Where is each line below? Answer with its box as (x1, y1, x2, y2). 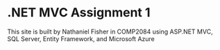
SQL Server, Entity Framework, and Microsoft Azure (7, 34, 155, 42)
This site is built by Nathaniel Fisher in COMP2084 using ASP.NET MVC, (7, 27, 213, 36)
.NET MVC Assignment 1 (7, 5, 151, 21)
